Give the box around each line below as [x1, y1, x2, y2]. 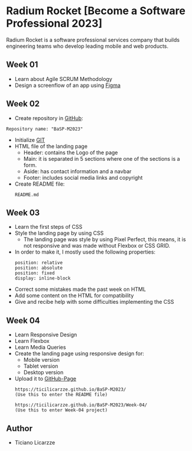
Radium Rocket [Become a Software [6, 4, 186, 18]
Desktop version [23, 369, 64, 376]
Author [6, 423, 32, 433]
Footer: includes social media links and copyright [23, 174, 143, 181]
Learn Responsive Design [14, 331, 77, 338]
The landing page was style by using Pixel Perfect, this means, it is [23, 236, 186, 243]
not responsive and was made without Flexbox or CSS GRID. [23, 242, 170, 249]
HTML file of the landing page [14, 142, 87, 150]
